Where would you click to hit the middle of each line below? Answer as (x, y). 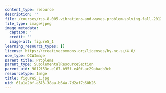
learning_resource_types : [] (35, 46)
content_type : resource (30, 10)
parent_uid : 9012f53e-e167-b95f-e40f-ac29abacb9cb (58, 69)
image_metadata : (22, 28)
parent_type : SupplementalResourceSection (49, 64)
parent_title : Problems (30, 60)
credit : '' (21, 37)
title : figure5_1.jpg (27, 78)
